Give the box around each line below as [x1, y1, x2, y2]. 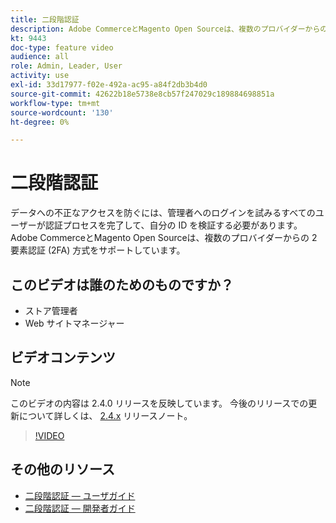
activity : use [10, 71, 70, 81]
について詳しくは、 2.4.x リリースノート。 [18, 409, 193, 421]
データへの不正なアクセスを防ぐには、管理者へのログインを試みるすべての [10, 207, 316, 219]
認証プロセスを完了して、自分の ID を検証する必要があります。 [44, 219, 303, 231]
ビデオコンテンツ [10, 349, 116, 366]
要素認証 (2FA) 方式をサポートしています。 [10, 244, 186, 256]
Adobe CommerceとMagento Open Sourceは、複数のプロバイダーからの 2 [10, 232, 318, 244]
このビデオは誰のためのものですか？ [10, 276, 234, 293]
